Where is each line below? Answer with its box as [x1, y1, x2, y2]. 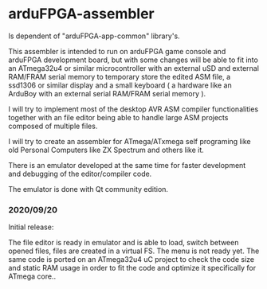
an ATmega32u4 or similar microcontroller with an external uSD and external [8, 63, 259, 72]
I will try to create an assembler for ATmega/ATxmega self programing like [8, 136, 251, 146]
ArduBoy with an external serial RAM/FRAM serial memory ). [8, 88, 206, 98]
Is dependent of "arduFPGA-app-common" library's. [8, 31, 181, 41]
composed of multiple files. [8, 121, 98, 131]
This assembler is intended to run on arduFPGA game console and [8, 46, 226, 56]
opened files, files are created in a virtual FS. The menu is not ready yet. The [8, 246, 260, 256]
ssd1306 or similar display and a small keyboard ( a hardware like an [8, 80, 233, 90]
